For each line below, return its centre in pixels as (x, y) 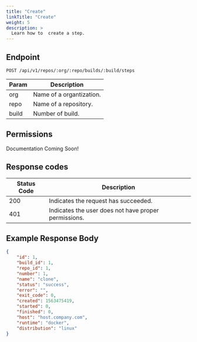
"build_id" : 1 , (35, 263)
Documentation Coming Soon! (43, 148)
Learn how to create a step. (48, 33)
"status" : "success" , (43, 285)
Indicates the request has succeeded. (101, 201)
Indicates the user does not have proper (104, 210)
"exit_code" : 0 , (37, 296)
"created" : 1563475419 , (46, 301)
